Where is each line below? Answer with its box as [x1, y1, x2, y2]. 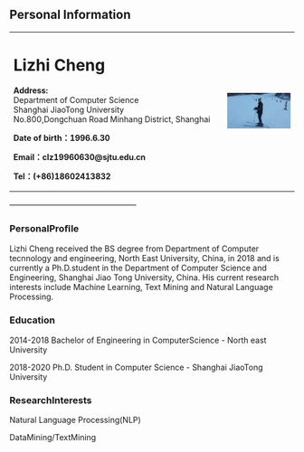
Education [9, 314, 56, 326]
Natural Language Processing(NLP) [9, 414, 142, 425]
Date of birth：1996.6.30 [13, 132, 110, 143]
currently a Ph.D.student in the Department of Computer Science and [9, 262, 267, 274]
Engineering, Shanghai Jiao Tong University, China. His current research [9, 272, 279, 283]
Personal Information [9, 7, 131, 23]
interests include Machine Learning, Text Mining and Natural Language [9, 282, 273, 293]
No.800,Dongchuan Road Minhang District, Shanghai [13, 113, 211, 125]
